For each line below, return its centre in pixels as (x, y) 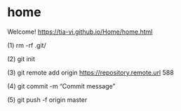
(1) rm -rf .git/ (27, 45)
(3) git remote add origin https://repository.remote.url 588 (90, 72)
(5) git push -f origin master (47, 100)
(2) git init (21, 59)
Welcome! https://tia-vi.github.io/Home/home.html (80, 32)
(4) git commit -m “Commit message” (61, 86)
